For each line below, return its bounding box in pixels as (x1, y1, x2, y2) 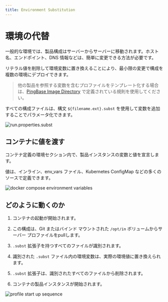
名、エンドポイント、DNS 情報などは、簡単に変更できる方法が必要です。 (5, 54, 156, 60)
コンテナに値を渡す (5, 137, 65, 146)
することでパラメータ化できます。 (5, 112, 75, 118)
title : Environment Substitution (5, 7, 75, 13)
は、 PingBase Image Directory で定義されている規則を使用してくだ (17, 88, 156, 94)
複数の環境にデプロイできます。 (5, 71, 71, 77)
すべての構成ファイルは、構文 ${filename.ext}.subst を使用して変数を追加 (5, 105, 160, 111)
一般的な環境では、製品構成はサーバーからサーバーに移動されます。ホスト (5, 48, 159, 54)
